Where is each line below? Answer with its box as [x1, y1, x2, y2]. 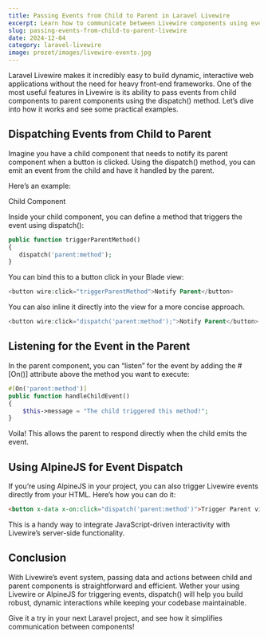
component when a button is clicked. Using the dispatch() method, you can [8, 157, 256, 167]
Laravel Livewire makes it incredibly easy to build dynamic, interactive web [8, 71, 254, 80]
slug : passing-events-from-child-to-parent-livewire [8, 26, 187, 34]
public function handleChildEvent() [8, 392, 130, 400]
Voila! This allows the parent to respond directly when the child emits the [8, 429, 247, 438]
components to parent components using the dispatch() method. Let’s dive [8, 96, 254, 105]
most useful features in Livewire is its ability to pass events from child [8, 88, 237, 96]
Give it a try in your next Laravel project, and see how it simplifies [8, 613, 223, 622]
